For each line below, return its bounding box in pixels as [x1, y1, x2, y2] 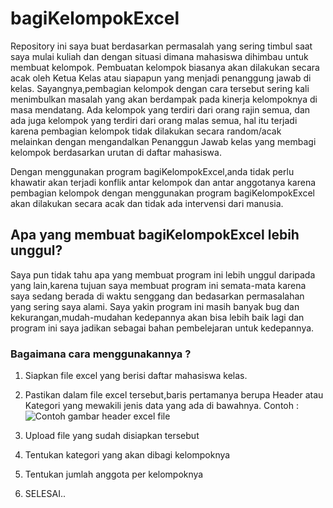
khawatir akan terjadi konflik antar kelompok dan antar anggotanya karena [10, 176, 317, 188]
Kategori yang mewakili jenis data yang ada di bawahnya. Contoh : [24, 400, 299, 412]
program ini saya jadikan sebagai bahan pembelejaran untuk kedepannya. [10, 322, 315, 334]
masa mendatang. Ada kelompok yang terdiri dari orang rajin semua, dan [10, 103, 311, 116]
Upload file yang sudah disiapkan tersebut [24, 430, 200, 442]
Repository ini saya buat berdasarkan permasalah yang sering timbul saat [10, 40, 313, 52]
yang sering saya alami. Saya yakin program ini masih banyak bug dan [10, 300, 300, 312]
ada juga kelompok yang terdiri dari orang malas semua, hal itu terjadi [10, 114, 298, 126]
